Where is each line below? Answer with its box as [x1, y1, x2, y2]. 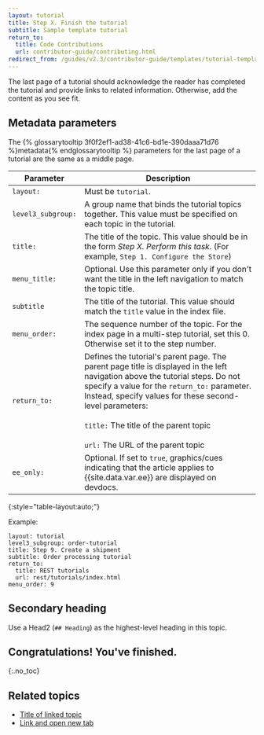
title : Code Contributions [15, 41, 104, 49]
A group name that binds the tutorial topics [83, 198, 242, 209]
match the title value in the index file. [83, 306, 226, 317]
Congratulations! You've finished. [8, 645, 178, 659]
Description [145, 172, 191, 183]
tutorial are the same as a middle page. [8, 154, 134, 164]
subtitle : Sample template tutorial [8, 26, 128, 34]
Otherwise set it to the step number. [83, 338, 217, 349]
